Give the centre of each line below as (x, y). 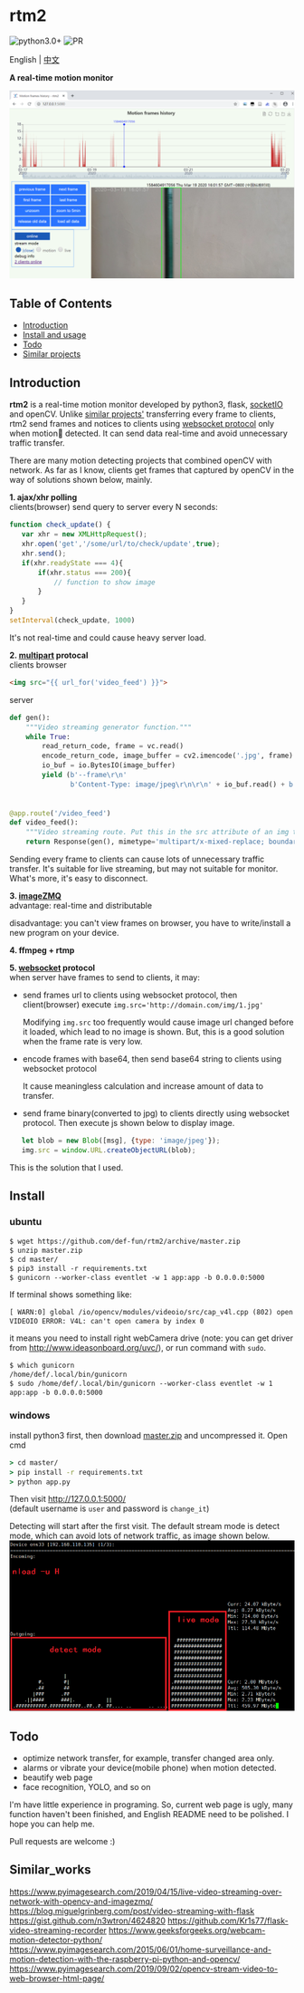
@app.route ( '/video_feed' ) (60, 813)
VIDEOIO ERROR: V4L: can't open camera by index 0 (107, 1322)
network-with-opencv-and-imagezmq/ (81, 1901)
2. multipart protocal (49, 655)
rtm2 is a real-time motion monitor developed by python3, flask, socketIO (146, 405)
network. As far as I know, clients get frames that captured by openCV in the (152, 470)
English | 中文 (35, 59)
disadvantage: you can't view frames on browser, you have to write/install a (150, 923)
